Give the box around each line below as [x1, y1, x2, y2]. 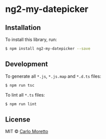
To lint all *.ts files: [5, 92, 45, 98]
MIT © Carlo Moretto [5, 129, 48, 135]
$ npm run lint [5, 101, 37, 107]
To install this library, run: [5, 36, 57, 42]
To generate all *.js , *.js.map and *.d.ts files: [5, 73, 101, 79]
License [5, 115, 30, 124]
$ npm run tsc [5, 83, 35, 88]
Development [5, 60, 48, 68]
